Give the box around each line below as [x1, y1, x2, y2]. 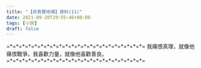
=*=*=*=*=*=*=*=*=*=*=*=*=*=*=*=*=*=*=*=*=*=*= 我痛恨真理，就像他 [6, 43, 195, 50]
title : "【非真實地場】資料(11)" [6, 8, 83, 15]
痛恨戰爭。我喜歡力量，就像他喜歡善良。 [6, 51, 107, 58]
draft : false [6, 25, 39, 32]
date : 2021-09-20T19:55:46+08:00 [6, 14, 91, 20]
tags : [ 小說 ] [6, 20, 38, 26]
